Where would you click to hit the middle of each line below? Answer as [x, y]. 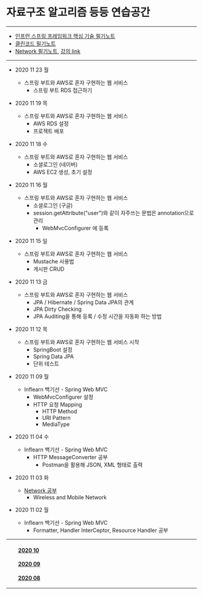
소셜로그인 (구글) [53, 205]
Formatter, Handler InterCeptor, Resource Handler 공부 [101, 530]
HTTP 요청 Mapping [58, 404]
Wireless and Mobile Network [70, 497]
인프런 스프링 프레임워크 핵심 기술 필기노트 [65, 36]
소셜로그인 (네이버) [55, 164]
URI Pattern [56, 417]
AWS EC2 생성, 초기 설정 [63, 172]
